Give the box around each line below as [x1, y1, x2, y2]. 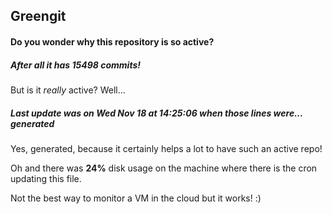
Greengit [10, 8, 67, 25]
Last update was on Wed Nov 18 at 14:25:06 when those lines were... [10, 107, 303, 119]
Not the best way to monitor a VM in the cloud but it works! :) [10, 192, 262, 204]
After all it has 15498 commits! [10, 59, 141, 71]
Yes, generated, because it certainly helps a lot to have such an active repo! [10, 142, 323, 154]
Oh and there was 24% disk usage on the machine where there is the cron [10, 162, 318, 174]
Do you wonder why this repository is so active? [10, 35, 215, 48]
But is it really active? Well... [10, 84, 126, 96]
